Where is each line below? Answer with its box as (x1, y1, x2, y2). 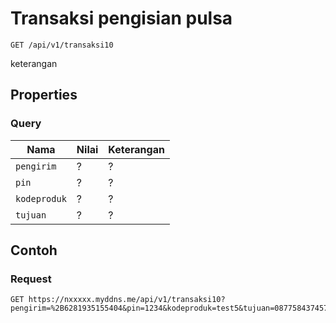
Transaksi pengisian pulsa (10, 7, 233, 30)
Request (10, 272, 52, 286)
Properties (10, 87, 78, 104)
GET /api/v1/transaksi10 (10, 40, 114, 50)
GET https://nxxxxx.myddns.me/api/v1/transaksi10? (10, 295, 226, 305)
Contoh (10, 242, 58, 259)
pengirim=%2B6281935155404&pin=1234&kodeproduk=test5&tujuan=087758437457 (10, 303, 329, 314)
